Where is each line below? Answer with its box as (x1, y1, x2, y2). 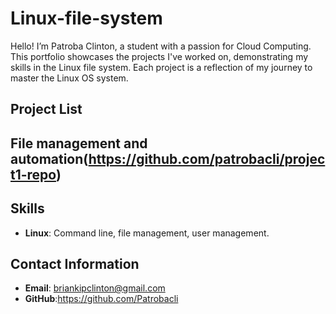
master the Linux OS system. (10, 72, 129, 84)
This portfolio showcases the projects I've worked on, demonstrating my (10, 50, 309, 62)
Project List (10, 101, 83, 118)
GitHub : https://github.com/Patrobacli (24, 293, 179, 305)
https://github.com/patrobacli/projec (88, 150, 326, 167)
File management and (10, 135, 148, 152)
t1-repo (10, 166, 57, 183)
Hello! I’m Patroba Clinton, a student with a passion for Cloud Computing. (10, 40, 312, 52)
